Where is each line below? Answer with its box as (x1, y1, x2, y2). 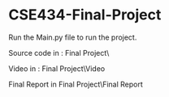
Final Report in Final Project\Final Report (8, 79, 144, 89)
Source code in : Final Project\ (8, 48, 110, 57)
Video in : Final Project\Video (8, 63, 106, 74)
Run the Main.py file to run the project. (8, 32, 137, 42)
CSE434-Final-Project (8, 6, 162, 24)
